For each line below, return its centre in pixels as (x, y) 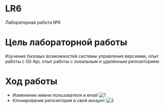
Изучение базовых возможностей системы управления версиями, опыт (82, 56)
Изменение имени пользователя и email (55, 95)
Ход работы (31, 81)
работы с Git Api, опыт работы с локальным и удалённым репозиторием (82, 61)
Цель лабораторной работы (66, 42)
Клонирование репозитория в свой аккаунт (59, 100)
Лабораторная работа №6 (33, 22)
